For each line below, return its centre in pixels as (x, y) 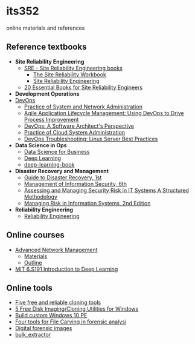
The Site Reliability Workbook (70, 74)
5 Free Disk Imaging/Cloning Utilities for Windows (77, 309)
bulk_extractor (33, 335)
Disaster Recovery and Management (62, 171)
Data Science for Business (57, 151)
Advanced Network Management (56, 250)
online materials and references (46, 28)
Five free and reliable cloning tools (58, 303)
